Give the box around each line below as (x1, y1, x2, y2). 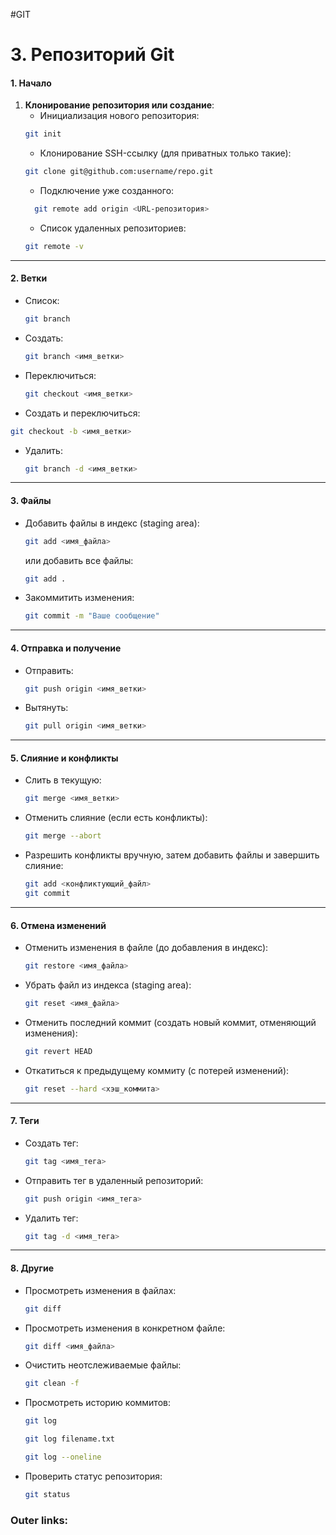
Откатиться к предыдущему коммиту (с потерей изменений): (24, 1064, 290, 1076)
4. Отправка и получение (10, 642, 122, 654)
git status (24, 1489, 71, 1499)
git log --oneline (24, 1452, 102, 1463)
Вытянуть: (24, 702, 69, 714)
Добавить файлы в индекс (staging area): (24, 517, 200, 529)
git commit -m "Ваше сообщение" (24, 611, 160, 621)
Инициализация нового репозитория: (39, 110, 200, 122)
